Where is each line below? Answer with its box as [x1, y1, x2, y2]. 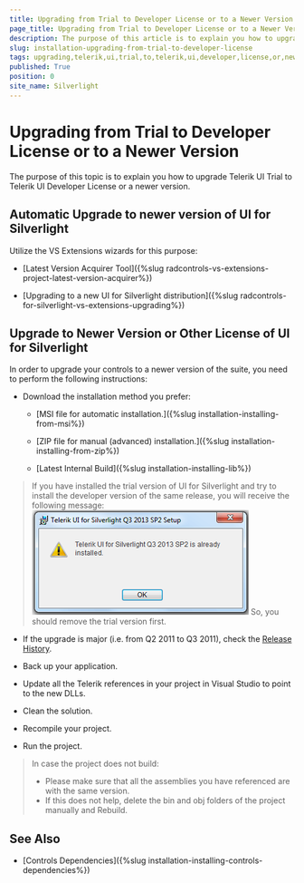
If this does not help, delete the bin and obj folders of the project [44, 795, 286, 806]
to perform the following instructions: [9, 374, 147, 384]
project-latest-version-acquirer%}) [22, 272, 153, 283]
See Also [9, 830, 61, 847]
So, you [250, 606, 280, 617]
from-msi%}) [35, 418, 85, 430]
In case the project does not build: [31, 758, 160, 770]
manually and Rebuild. [44, 805, 128, 816]
